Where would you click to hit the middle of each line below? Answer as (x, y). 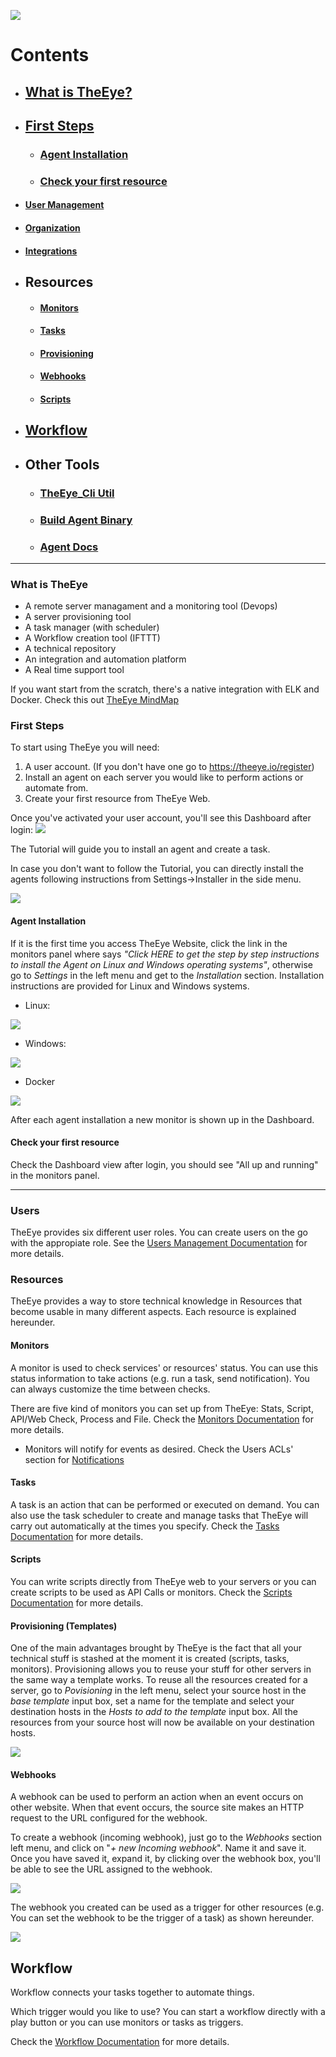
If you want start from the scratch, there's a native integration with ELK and (165, 689)
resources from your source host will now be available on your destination (162, 1722)
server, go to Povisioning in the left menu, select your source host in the (158, 1691)
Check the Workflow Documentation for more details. (120, 2042)
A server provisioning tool (78, 617)
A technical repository (70, 649)
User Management (64, 205)
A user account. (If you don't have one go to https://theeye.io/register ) (169, 767)
